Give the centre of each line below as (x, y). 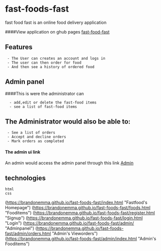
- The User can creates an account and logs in (56, 58)
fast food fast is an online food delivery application (56, 22)
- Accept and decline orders (37, 137)
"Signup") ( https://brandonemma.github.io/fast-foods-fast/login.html (74, 218)
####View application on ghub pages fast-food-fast (57, 32)
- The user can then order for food (44, 63)
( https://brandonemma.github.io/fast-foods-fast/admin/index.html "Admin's (81, 239)
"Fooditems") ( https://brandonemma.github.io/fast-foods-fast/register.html (80, 213)
